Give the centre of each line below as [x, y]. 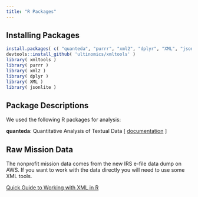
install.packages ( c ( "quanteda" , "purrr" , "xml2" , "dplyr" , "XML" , [92, 49]
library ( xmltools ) [32, 60]
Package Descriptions [47, 106]
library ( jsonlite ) [32, 87]
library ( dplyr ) [27, 76]
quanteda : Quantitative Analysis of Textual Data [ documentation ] [86, 131]
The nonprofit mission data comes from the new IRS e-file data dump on [94, 164]
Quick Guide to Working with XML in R [52, 188]
